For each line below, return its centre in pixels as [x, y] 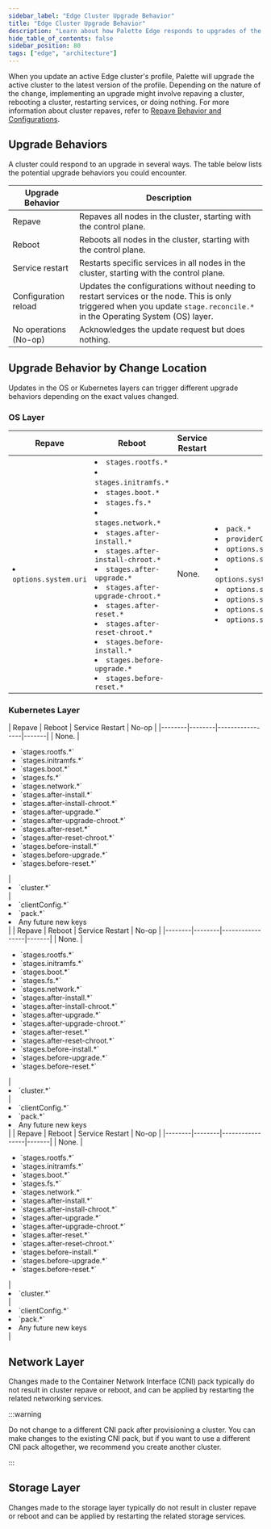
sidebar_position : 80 [45, 46]
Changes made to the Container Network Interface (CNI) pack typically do [132, 1381]
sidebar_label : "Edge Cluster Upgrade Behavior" [92, 16]
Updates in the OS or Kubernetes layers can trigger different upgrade [123, 388]
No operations [40, 330]
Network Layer [46, 1362]
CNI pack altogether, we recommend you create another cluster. [115, 1447]
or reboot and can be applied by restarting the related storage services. [127, 1516]
